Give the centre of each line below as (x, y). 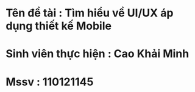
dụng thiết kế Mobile (59, 26)
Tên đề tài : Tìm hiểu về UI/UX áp (90, 13)
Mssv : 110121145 (50, 82)
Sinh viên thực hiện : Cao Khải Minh (97, 54)
